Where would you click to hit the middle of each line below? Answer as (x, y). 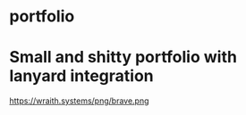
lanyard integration (81, 76)
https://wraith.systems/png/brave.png (79, 101)
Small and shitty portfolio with (123, 57)
